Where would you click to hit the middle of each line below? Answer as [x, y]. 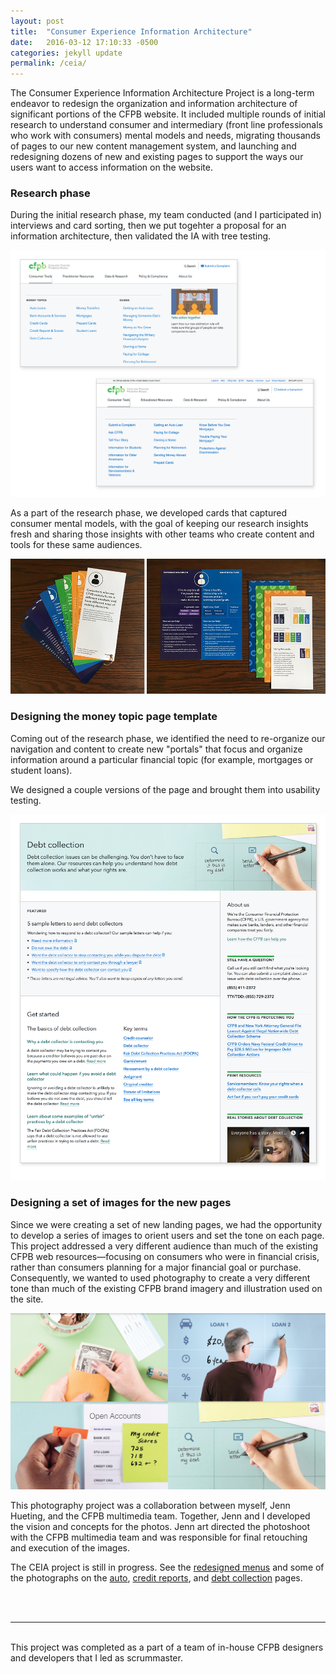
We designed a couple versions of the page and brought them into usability [165, 789]
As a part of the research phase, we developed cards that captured [148, 512]
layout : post [37, 21]
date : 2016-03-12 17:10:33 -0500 [84, 42]
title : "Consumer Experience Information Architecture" [131, 31]
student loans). [41, 770]
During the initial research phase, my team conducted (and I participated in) [166, 215]
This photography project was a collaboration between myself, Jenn [150, 1505]
